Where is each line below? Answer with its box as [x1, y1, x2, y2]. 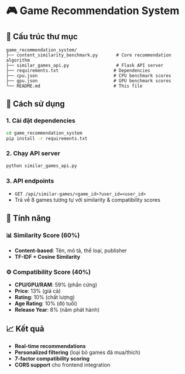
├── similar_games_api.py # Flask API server [6, 62, 164, 68]
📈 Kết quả [6, 324, 45, 334]
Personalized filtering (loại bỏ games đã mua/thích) [14, 349, 141, 356]
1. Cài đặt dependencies [6, 116, 76, 125]
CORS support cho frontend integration [14, 361, 110, 368]
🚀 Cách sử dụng [6, 99, 66, 109]
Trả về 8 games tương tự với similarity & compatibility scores [14, 196, 161, 203]
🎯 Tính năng [6, 213, 51, 223]
